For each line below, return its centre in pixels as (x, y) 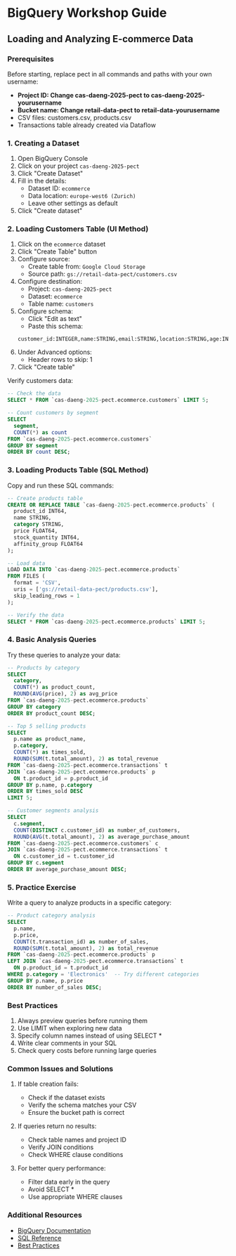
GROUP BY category (34, 707)
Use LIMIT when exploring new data (70, 1028)
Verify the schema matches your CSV (82, 1105)
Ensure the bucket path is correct (76, 1113)
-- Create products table (45, 498)
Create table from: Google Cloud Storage (87, 267)
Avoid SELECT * (51, 1189)
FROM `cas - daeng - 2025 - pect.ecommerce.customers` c (83, 843)
